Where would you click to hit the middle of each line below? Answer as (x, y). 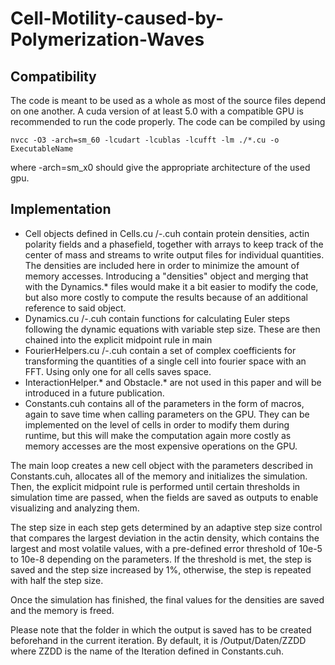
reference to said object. (75, 308)
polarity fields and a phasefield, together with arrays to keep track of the (174, 244)
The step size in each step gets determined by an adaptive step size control (166, 527)
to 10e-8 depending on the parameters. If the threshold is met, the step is (161, 559)
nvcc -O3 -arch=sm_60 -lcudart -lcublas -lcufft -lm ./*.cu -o (145, 140)
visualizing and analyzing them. (75, 508)
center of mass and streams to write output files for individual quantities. (174, 254)
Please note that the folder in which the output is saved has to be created (161, 629)
